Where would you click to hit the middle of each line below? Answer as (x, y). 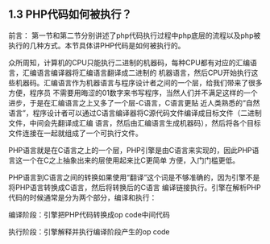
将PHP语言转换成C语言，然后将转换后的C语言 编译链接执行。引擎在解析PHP (135, 187)
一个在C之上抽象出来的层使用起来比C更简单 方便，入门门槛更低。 (131, 160)
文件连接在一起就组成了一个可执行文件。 (75, 133)
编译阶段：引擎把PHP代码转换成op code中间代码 (89, 214)
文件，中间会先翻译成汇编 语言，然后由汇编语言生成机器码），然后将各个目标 (135, 122)
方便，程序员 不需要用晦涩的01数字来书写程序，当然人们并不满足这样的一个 (133, 93)
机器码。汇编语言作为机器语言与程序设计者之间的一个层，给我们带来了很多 (139, 82)
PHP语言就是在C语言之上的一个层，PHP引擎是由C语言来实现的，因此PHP (130, 150)
